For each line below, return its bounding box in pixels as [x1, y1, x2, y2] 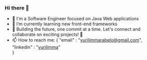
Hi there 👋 [5, 4, 30, 11]
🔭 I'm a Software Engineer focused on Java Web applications [12, 16, 139, 22]
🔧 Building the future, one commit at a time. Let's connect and [12, 26, 140, 32]
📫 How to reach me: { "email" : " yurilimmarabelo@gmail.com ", [12, 37, 142, 43]
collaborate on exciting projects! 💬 [12, 32, 83, 38]
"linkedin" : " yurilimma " [12, 44, 61, 50]
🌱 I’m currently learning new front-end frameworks [12, 21, 118, 27]
